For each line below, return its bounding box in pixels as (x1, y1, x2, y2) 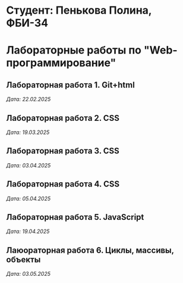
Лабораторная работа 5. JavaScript (6, 212, 144, 222)
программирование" (6, 56, 116, 70)
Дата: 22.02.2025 (6, 96, 51, 103)
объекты (6, 254, 41, 265)
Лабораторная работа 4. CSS (6, 179, 120, 189)
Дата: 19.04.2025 (6, 228, 50, 235)
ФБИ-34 (6, 16, 49, 30)
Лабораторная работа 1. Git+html (6, 80, 135, 90)
